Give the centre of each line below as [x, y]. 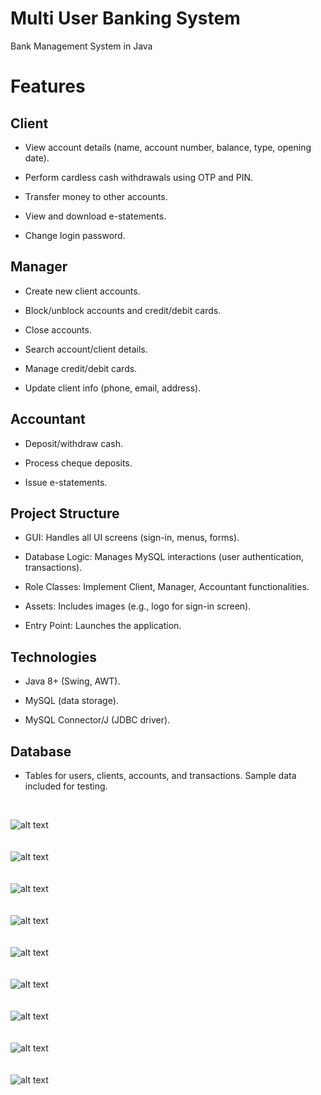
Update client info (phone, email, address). [113, 388]
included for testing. [66, 786]
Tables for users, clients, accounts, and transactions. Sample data [160, 775]
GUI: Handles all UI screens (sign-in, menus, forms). [132, 538]
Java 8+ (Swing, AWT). [72, 681]
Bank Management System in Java [81, 46]
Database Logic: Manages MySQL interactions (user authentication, [164, 557]
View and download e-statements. [95, 216]
